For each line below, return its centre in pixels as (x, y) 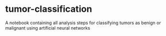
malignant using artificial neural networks (48, 28)
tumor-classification (49, 9)
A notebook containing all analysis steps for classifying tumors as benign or (83, 23)
